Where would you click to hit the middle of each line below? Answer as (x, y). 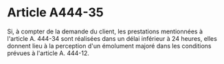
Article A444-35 (56, 13)
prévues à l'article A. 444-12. (48, 53)
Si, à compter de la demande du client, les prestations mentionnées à (105, 31)
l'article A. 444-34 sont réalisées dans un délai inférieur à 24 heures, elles (112, 38)
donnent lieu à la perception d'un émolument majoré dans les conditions (109, 46)
